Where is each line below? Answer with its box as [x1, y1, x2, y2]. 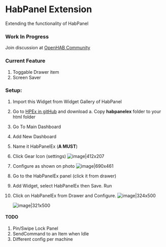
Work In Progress [5, 33, 49, 40]
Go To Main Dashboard [12, 123, 61, 130]
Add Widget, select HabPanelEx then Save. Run [12, 182, 112, 189]
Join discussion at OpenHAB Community [5, 45, 90, 51]
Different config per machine [12, 236, 73, 242]
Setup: [5, 87, 22, 94]
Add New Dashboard [12, 133, 57, 139]
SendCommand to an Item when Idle [12, 231, 89, 237]
